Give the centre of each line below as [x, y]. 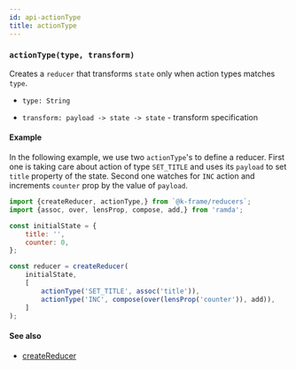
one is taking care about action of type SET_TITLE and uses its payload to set [148, 166]
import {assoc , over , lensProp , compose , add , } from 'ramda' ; [126, 210]
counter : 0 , [47, 242]
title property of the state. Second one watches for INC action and [132, 176]
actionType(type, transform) [72, 55]
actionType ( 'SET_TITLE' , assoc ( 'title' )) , [121, 291]
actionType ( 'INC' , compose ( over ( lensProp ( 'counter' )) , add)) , [158, 299]
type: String [46, 101]
